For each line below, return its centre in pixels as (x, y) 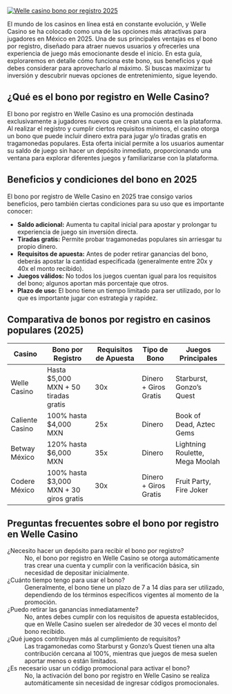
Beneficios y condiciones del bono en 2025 (102, 180)
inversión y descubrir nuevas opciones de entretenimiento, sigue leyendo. (112, 75)
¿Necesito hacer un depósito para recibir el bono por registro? (96, 551)
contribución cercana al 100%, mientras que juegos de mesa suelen (121, 654)
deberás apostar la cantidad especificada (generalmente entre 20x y (115, 261)
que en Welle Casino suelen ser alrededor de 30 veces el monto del (121, 624)
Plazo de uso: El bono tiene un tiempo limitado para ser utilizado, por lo (119, 290)
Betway (23, 449)
